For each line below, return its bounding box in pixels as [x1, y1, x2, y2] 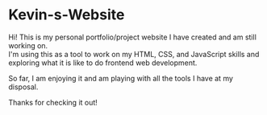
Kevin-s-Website [8, 6, 125, 24]
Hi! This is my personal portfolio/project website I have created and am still [8, 32, 257, 42]
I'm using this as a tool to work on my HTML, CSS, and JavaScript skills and [8, 49, 260, 59]
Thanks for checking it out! [8, 97, 98, 107]
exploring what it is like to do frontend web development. [8, 58, 198, 68]
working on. [8, 40, 48, 50]
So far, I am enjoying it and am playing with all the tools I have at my [8, 73, 234, 83]
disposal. [8, 82, 39, 92]
